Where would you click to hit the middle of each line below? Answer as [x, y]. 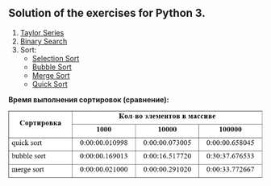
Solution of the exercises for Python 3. [107, 13]
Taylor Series [42, 32]
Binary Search [44, 41]
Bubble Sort [52, 67]
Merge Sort [51, 75]
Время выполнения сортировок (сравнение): [89, 99]
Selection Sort [56, 58]
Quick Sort [50, 84]
